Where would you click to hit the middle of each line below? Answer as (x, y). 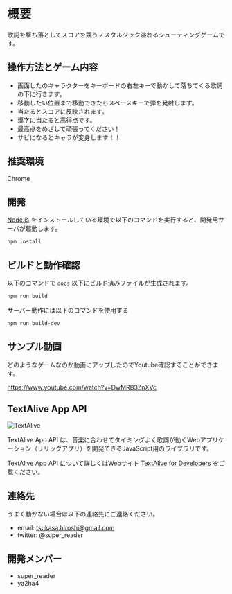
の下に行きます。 (41, 94)
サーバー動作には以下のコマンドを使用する (68, 310)
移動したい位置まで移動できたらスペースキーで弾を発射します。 (107, 103)
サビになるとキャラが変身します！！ (69, 137)
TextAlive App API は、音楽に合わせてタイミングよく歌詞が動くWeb (104, 440)
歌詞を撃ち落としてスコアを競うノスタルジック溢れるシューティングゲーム (113, 35)
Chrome (19, 178)
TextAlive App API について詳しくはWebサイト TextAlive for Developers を (113, 463)
